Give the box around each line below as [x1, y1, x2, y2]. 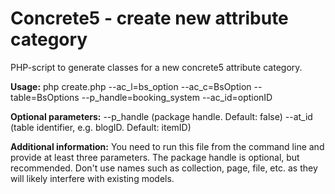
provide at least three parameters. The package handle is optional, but [10, 151, 300, 163]
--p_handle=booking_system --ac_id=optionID [81, 91, 273, 103]
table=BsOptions [10, 91, 80, 103]
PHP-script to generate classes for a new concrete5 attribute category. [10, 61, 303, 73]
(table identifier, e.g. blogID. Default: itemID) [10, 121, 192, 133]
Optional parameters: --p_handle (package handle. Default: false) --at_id [10, 110, 313, 122]
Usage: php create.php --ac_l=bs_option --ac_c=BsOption [10, 80, 252, 92]
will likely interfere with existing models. [10, 172, 175, 184]
